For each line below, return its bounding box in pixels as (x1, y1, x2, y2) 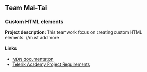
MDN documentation (12, 56, 54, 62)
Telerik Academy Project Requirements (12, 61, 90, 67)
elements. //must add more (5, 34, 59, 40)
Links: (5, 45, 18, 51)
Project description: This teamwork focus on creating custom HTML (5, 29, 142, 35)
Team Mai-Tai (5, 4, 47, 12)
